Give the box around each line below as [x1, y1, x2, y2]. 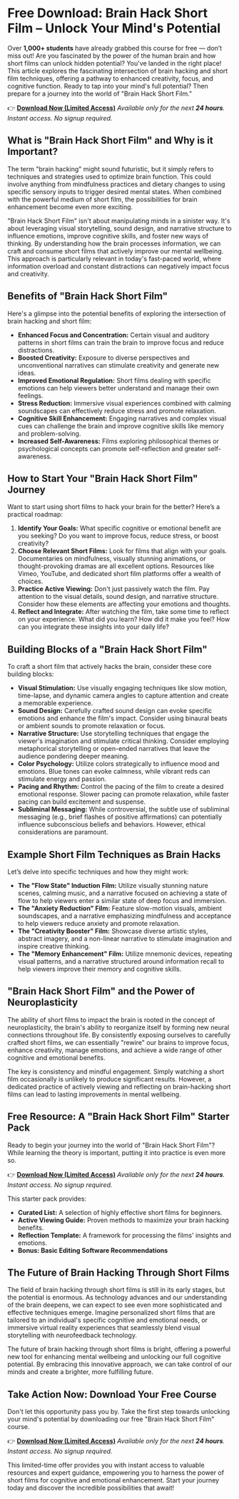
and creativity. [7, 269, 50, 278]
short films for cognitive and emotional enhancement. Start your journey [7, 1476, 220, 1485]
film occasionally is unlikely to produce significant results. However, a [7, 1074, 212, 1083]
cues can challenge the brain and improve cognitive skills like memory [17, 421, 225, 430]
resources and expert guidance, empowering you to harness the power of [7, 1468, 225, 1477]
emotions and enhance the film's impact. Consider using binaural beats [17, 714, 228, 722]
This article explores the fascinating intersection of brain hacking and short [7, 66, 228, 75]
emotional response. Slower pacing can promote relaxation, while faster [17, 790, 230, 799]
